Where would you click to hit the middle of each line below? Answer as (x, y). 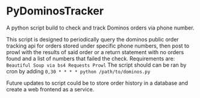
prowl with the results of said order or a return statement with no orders (95, 52)
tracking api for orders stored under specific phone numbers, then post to (98, 46)
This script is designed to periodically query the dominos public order (92, 39)
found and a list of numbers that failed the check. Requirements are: (91, 58)
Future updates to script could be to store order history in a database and (97, 83)
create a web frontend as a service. (50, 89)
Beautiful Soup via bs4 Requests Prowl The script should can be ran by (96, 65)
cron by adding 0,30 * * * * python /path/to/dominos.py (78, 71)
